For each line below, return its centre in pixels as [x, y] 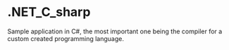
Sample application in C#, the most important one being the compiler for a [115, 31]
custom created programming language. [66, 38]
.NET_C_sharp [49, 12]
